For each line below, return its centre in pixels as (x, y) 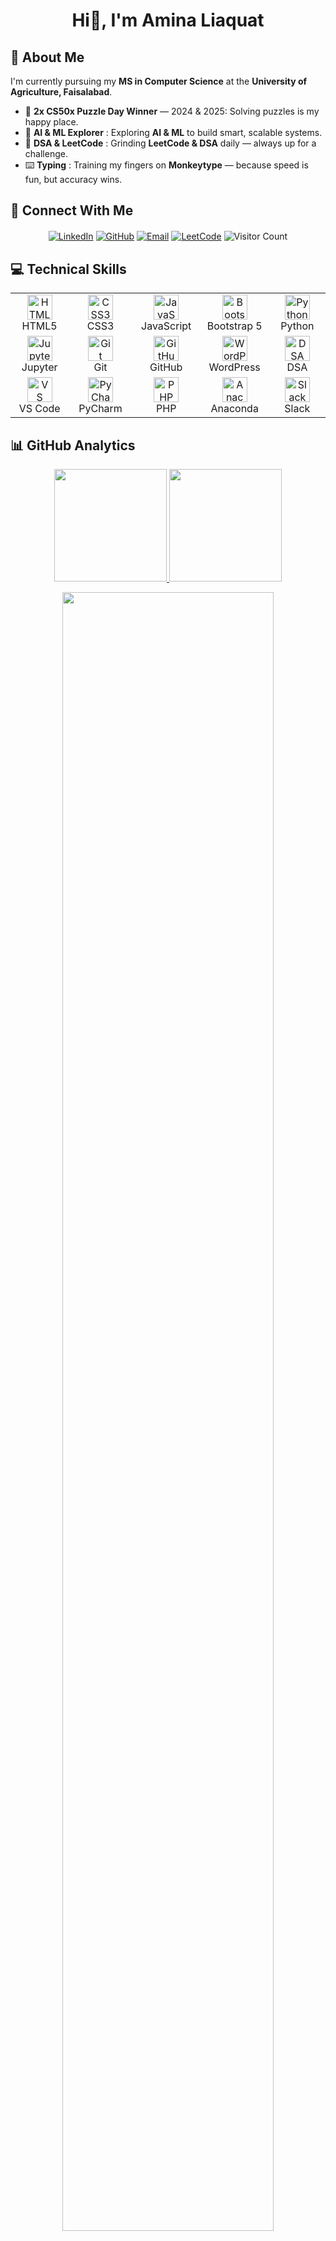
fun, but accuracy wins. (73, 179)
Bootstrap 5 (234, 326)
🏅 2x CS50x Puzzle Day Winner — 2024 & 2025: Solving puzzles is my (172, 111)
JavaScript (166, 326)
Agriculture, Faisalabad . (61, 92)
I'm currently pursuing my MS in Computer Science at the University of (159, 81)
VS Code (39, 409)
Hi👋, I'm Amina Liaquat (168, 20)
